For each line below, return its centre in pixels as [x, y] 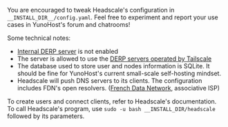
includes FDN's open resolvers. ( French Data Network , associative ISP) [118, 88]
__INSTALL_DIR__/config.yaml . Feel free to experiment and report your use [113, 17]
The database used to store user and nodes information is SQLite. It [113, 66]
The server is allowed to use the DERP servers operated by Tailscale [114, 59]
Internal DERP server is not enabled [68, 51]
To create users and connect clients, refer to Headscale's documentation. [112, 101]
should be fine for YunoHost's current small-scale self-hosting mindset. [119, 73]
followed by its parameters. [46, 116]
